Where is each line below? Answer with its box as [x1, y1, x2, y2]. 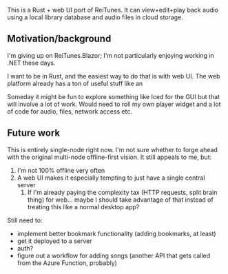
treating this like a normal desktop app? [27, 202, 140, 211]
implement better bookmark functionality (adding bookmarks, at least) [17, 229, 216, 238]
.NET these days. [7, 59, 56, 67]
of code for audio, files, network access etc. [7, 107, 133, 116]
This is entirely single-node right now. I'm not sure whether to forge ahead [7, 145, 218, 154]
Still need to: [7, 216, 43, 224]
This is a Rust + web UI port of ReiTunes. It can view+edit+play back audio [7, 6, 219, 14]
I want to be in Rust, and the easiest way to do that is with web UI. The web [7, 72, 220, 80]
